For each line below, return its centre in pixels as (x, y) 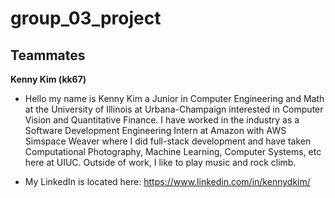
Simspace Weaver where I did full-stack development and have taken (168, 141)
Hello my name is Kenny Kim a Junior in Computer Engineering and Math (174, 98)
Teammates (48, 55)
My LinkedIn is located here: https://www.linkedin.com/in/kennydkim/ (167, 181)
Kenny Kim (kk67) (48, 79)
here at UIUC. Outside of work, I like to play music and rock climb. (160, 162)
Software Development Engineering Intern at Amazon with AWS (155, 130)
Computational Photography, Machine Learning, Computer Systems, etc (173, 151)
